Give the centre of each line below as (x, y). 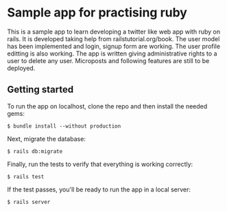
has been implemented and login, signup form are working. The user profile (114, 46)
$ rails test (26, 176)
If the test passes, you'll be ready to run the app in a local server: (99, 189)
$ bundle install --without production (64, 126)
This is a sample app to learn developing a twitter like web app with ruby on (114, 32)
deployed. (21, 68)
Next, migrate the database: (46, 139)
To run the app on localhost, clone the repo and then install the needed (107, 106)
